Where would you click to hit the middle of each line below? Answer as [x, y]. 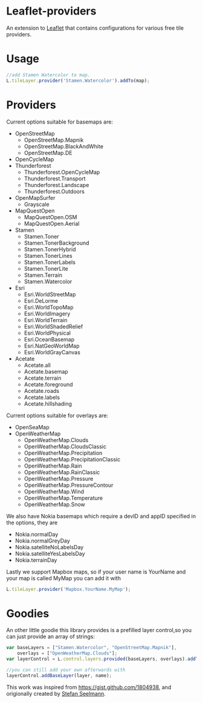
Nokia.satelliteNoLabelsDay [49, 547]
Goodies [28, 613]
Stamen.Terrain [43, 275]
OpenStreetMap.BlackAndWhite [64, 146]
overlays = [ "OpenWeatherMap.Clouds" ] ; [67, 653]
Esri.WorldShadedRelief [53, 326]
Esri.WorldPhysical [47, 333]
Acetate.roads [41, 391]
